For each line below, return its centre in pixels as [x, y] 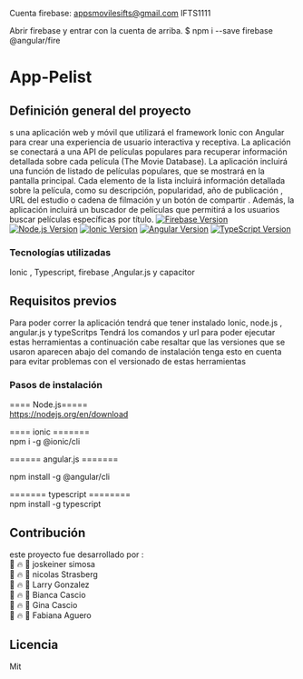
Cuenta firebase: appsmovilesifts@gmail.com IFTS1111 [110, 13]
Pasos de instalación [56, 385]
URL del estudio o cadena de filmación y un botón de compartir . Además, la [152, 200]
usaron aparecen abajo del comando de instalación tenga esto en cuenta [146, 352]
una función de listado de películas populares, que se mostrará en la [137, 171]
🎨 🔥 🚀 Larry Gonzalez [49, 584]
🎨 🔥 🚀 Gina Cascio [44, 605]
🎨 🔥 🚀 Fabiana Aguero [51, 615]
